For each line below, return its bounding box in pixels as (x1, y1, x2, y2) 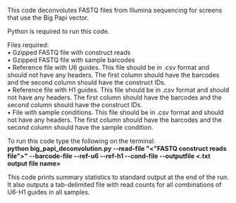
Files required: (7, 41, 49, 49)
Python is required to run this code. (7, 27, 110, 35)
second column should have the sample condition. (7, 123, 154, 131)
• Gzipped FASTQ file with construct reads (7, 49, 131, 56)
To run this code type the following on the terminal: (7, 137, 156, 145)
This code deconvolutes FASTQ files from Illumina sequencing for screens (7, 6, 223, 14)
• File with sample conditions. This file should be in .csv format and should (7, 109, 224, 116)
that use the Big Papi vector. (7, 13, 89, 22)
